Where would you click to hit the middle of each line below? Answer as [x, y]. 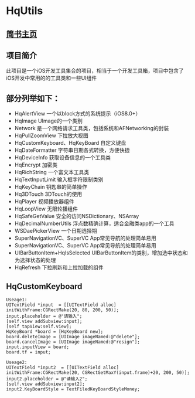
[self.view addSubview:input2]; [45, 384]
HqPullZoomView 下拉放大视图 [52, 135]
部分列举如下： [33, 98]
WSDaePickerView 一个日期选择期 [56, 231]
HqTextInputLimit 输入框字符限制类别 [59, 179]
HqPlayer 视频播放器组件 [44, 202]
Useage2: [17, 363]
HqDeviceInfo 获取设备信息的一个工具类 [63, 158]
